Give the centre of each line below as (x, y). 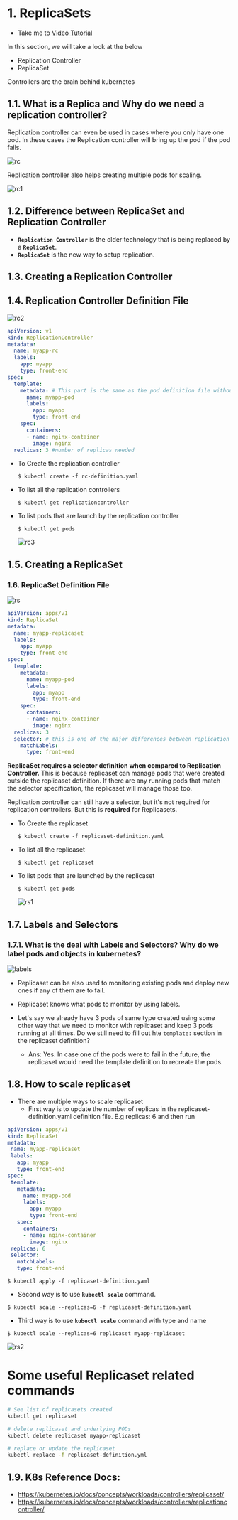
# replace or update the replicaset (61, 1448)
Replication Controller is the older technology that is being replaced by (124, 239)
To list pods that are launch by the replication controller (98, 516)
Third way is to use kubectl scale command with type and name (112, 1321)
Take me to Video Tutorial (55, 33)
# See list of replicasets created (60, 1410)
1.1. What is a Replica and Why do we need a (106, 104)
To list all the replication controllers (69, 490)
